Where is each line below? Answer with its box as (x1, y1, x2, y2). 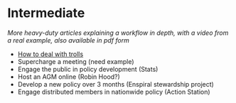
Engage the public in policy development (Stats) (17, 65, 159, 73)
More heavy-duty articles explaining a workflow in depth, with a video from (7, 28, 229, 37)
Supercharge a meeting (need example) (17, 57, 134, 65)
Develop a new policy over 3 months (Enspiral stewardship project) (17, 80, 215, 88)
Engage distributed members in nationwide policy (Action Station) (17, 87, 211, 96)
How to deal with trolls (17, 50, 84, 58)
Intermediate (7, 5, 85, 21)
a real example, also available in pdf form (7, 36, 130, 44)
